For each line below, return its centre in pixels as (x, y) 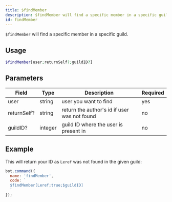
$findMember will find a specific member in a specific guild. (67, 34)
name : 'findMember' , (32, 176)
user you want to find (87, 101)
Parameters (24, 78)
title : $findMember (26, 10)
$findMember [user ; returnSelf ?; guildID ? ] (49, 62)
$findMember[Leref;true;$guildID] (47, 186)
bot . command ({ (20, 171)
